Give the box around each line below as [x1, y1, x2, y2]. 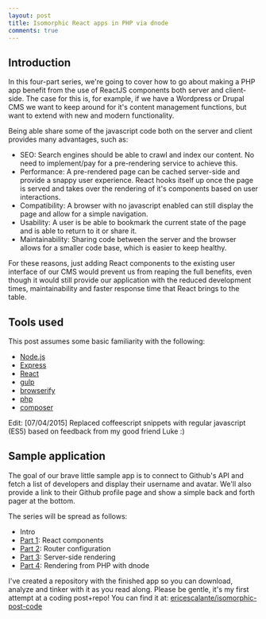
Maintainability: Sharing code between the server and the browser [19, 235, 237, 244]
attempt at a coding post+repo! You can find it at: [8, 593, 169, 602]
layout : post [8, 11, 52, 20]
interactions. [19, 193, 61, 202]
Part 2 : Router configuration [19, 543, 111, 553]
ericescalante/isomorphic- [170, 593, 257, 602]
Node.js [19, 352, 46, 361]
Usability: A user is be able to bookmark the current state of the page [19, 218, 246, 228]
